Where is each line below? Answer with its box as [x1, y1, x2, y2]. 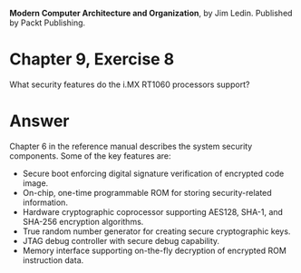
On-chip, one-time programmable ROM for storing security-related [22, 187, 272, 198]
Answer [9, 111, 70, 132]
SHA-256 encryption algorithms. [22, 216, 144, 227]
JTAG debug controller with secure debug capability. [22, 235, 220, 246]
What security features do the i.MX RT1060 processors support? [9, 79, 250, 90]
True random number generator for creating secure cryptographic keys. [22, 226, 291, 237]
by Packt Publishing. [9, 17, 86, 28]
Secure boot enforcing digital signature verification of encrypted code [22, 168, 285, 179]
